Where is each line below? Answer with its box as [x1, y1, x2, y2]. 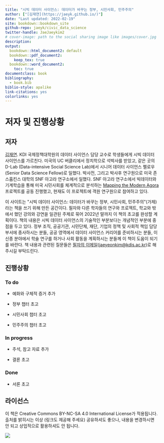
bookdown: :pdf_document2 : [9, 53, 63, 58]
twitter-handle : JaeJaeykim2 [5, 30, 65, 35]
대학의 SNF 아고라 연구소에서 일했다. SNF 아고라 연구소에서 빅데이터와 [22, 176, 157, 182]
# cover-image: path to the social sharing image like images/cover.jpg [5, 35, 157, 40]
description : [5, 39, 32, 44]
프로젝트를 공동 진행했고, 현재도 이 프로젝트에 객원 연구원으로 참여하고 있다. [5, 189, 149, 194]
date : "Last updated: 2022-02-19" [5, 16, 76, 21]
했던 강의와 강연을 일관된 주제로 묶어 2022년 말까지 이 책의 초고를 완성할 [14, 211, 153, 217]
